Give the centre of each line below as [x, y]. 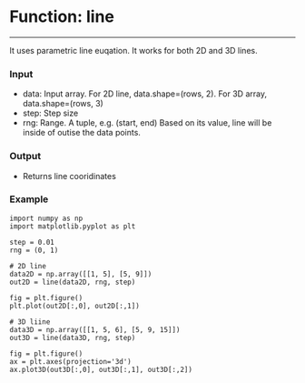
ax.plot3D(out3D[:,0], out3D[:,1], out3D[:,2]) [101, 369]
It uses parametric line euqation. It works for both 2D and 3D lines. [133, 50]
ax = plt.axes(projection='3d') [70, 361]
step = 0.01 [32, 242]
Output [25, 156]
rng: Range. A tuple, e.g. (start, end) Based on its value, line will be [147, 123]
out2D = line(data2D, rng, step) [73, 282]
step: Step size [50, 113]
